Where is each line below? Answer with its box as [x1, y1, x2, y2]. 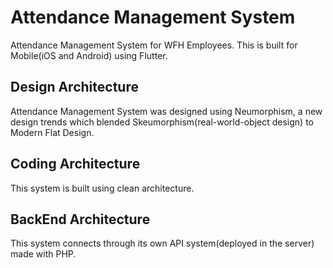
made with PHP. [10, 248, 77, 260]
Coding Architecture [10, 156, 141, 173]
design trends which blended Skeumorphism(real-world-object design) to [10, 116, 314, 128]
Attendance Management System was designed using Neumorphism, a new [10, 105, 323, 117]
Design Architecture [10, 79, 139, 96]
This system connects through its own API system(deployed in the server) [10, 237, 315, 250]
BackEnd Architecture [10, 211, 151, 228]
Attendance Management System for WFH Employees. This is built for [10, 39, 298, 51]
